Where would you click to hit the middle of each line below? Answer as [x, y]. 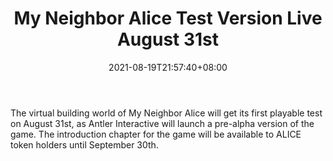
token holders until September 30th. [84, 144]
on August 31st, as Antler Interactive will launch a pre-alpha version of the [162, 123]
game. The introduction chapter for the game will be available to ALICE [156, 134]
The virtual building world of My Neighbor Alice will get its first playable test [166, 113]
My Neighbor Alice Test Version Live [168, 18]
